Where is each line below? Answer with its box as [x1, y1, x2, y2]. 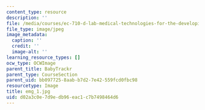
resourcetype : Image [6, 83, 59, 89]
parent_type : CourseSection [6, 71, 78, 78]
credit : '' [12, 43, 40, 50]
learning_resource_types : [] [6, 54, 81, 61]
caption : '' [12, 37, 43, 43]
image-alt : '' [12, 49, 48, 55]
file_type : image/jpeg [6, 26, 64, 32]
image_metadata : [6, 32, 48, 38]
